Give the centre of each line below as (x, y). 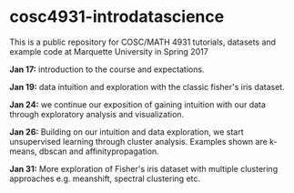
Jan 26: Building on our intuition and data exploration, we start (127, 132)
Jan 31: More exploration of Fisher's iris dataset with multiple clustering (144, 168)
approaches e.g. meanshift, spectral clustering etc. (105, 178)
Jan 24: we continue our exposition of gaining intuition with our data (138, 104)
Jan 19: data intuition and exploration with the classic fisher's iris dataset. (147, 86)
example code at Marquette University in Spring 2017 (109, 51)
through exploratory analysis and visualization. (97, 114)
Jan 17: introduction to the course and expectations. (107, 69)
